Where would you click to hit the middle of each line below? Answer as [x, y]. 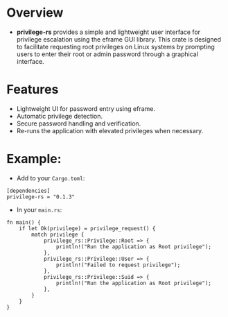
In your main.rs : [39, 209]
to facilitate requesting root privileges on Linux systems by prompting [116, 46]
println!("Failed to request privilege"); [118, 265]
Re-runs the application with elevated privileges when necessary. [110, 130]
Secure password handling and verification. [79, 123]
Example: [34, 159]
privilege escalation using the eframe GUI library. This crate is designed [119, 39]
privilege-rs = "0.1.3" [41, 197]
